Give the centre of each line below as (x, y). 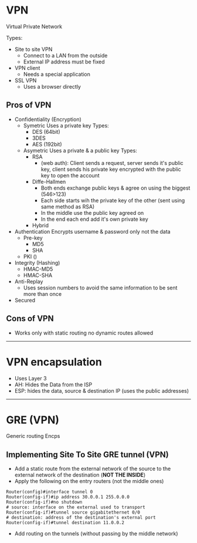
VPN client (27, 68)
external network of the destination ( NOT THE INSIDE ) (80, 475)
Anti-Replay (29, 281)
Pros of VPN (29, 105)
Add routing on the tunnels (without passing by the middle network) (96, 534)
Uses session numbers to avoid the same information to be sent (100, 288)
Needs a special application (57, 74)
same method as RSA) (68, 207)
